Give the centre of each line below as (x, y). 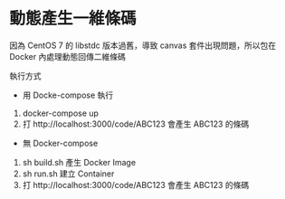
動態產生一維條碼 (73, 19)
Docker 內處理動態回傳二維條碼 (68, 56)
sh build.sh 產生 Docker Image (79, 162)
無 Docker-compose (60, 143)
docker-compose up (61, 113)
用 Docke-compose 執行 (68, 95)
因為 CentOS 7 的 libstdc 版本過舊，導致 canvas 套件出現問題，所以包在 (143, 45)
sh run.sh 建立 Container (68, 174)
